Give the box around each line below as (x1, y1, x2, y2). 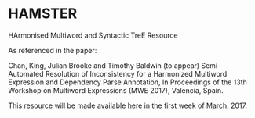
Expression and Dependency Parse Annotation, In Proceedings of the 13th (8, 77, 247, 87)
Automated (8, 69, 45, 78)
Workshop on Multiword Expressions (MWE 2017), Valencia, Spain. (8, 85, 224, 95)
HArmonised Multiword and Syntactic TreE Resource (8, 30, 178, 40)
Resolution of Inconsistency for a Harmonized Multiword (46, 69, 228, 78)
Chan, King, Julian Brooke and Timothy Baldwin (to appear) (8, 60, 200, 70)
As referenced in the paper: (8, 45, 97, 55)
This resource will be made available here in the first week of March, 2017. (8, 101, 248, 110)
